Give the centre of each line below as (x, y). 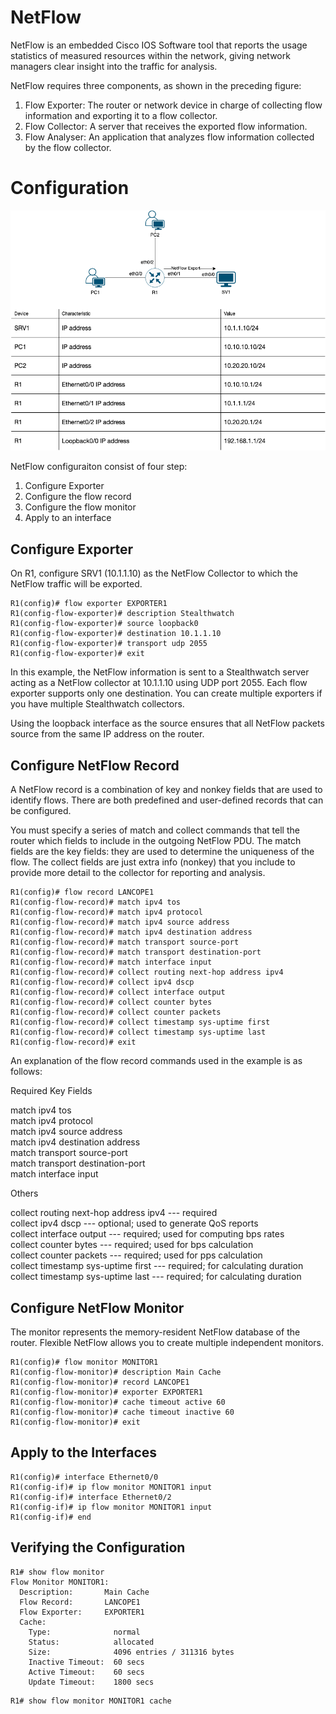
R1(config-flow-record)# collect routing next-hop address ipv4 (147, 972)
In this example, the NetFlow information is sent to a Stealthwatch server (160, 672)
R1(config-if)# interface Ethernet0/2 (91, 1497)
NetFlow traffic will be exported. (76, 584)
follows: (26, 1072)
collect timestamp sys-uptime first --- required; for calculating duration (157, 1266)
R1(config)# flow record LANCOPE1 (82, 892)
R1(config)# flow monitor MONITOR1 (84, 1362)
